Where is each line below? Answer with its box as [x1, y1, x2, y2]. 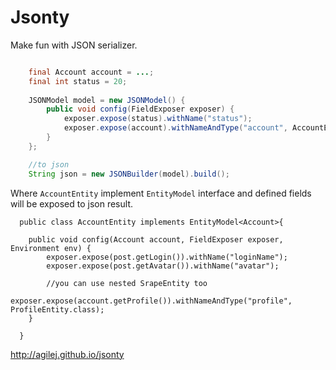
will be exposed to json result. [10, 197, 133, 210]
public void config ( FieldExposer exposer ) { [46, 104, 235, 115]
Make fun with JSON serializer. [10, 39, 138, 51]
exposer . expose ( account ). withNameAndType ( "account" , [63, 123, 288, 133]
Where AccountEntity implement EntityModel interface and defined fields [10, 187, 312, 199]
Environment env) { [10, 243, 92, 253]
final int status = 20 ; [28, 76, 128, 86]
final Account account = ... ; [28, 67, 155, 77]
